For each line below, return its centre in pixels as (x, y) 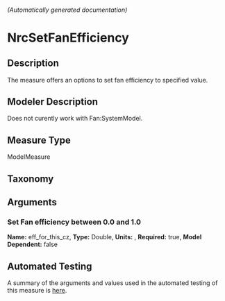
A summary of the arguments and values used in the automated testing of (112, 283)
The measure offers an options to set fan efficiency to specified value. (108, 80)
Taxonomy (31, 179)
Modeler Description (53, 102)
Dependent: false (32, 244)
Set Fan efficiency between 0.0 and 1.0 (74, 222)
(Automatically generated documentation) (67, 10)
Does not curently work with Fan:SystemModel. (75, 119)
